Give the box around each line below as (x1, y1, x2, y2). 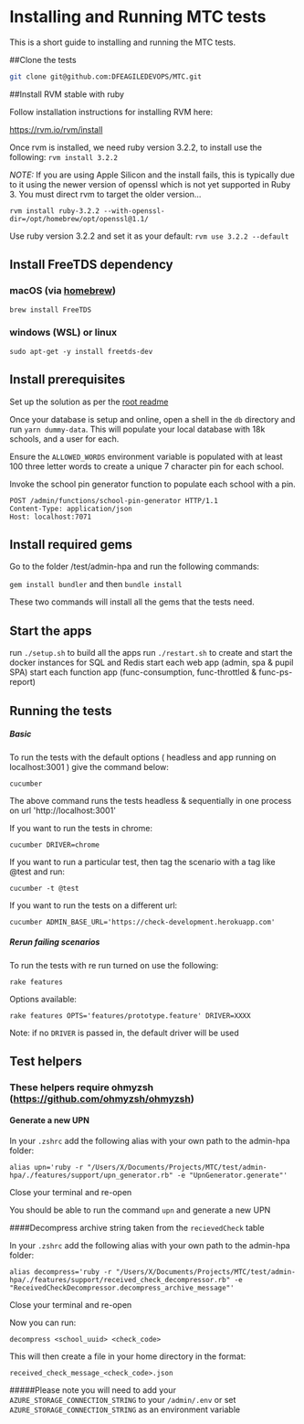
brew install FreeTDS (9, 305, 92, 315)
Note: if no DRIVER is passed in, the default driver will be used (9, 1027, 239, 1038)
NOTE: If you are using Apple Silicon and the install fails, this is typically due (9, 169, 295, 180)
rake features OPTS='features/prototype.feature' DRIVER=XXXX (9, 1011, 251, 1021)
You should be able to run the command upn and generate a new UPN (9, 1205, 271, 1215)
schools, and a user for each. (9, 433, 120, 444)
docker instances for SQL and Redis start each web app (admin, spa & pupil (9, 657, 294, 669)
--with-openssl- (103, 206, 166, 216)
